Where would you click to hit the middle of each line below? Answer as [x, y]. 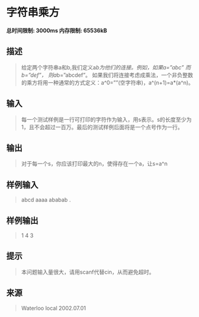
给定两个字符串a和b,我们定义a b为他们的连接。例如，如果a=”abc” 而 [106, 67]
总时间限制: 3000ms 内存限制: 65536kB [57, 30]
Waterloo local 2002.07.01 [53, 308]
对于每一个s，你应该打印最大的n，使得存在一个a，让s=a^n [94, 164]
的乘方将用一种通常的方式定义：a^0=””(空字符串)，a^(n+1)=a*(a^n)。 [107, 82]
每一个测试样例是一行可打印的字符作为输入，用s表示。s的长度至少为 [106, 119]
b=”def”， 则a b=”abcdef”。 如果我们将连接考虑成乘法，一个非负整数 [107, 75]
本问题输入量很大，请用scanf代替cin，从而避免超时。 [88, 272]
